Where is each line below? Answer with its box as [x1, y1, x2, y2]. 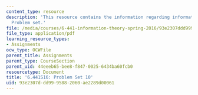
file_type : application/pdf [6, 31, 75, 37]
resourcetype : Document [6, 69, 65, 75]
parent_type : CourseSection [6, 58, 75, 64]
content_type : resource [6, 8, 65, 15]
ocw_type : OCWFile [6, 47, 51, 53]
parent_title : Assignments [6, 53, 72, 58]
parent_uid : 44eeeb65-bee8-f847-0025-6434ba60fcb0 [6, 63, 133, 70]
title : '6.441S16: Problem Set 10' [6, 74, 94, 80]
